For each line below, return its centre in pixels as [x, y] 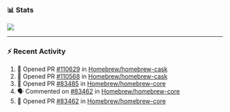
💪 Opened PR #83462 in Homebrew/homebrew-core [91, 101]
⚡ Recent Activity [37, 51]
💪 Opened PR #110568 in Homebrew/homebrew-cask [92, 76]
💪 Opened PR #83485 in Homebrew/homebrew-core [91, 83]
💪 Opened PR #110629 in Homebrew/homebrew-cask [92, 69]
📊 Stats [21, 10]
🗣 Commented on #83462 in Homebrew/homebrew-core [98, 91]
